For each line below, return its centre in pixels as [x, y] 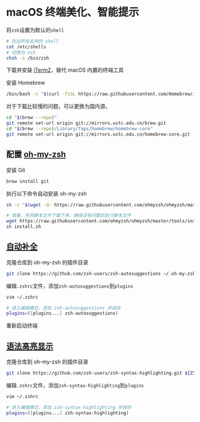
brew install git [28, 181]
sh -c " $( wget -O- [29, 205]
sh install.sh [24, 227]
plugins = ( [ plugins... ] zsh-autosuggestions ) [62, 314]
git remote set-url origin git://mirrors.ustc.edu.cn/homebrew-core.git [98, 134]
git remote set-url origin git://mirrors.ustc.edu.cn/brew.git [86, 123]
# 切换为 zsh [21, 52]
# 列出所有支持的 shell [32, 41]
